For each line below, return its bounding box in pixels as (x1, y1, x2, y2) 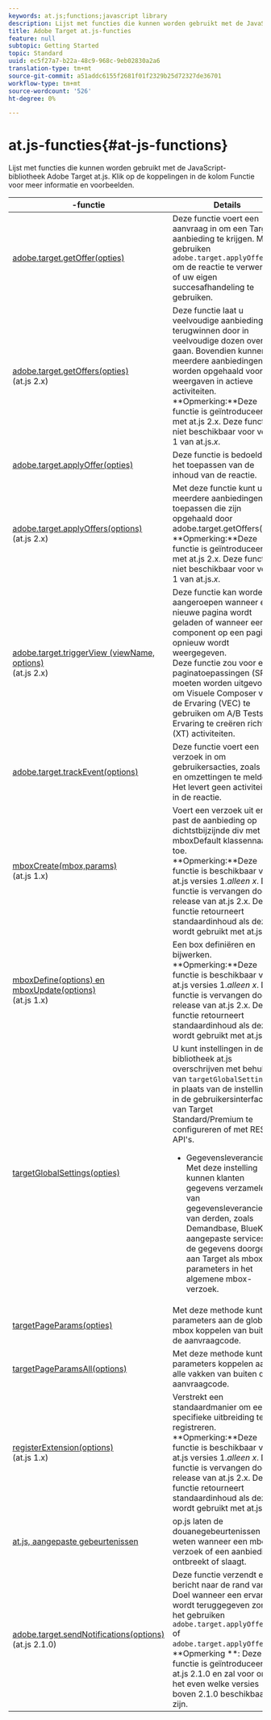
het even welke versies (172, 1678, 260, 1689)
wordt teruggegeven (172, 1600, 250, 1611)
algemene (186, 1273, 224, 1285)
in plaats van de (172, 1083, 232, 1095)
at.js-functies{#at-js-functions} (8, 137, 228, 154)
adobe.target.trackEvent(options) (12, 767, 139, 778)
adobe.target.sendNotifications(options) (12, 1629, 165, 1640)
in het (231, 1264, 253, 1275)
